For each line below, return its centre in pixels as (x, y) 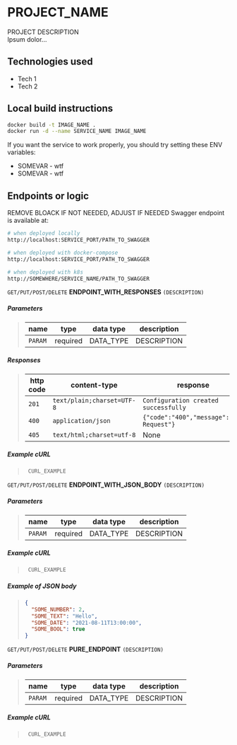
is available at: (28, 221)
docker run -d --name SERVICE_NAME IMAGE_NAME (77, 132)
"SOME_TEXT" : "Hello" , (65, 616)
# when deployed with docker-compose (63, 253)
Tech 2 (28, 86)
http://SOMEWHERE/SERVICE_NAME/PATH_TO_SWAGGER (79, 279)
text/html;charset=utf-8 (94, 435)
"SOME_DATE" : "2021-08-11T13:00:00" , (87, 623)
